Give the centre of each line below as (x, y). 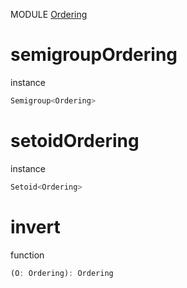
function (27, 255)
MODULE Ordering (49, 14)
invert (35, 226)
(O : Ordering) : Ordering (62, 273)
